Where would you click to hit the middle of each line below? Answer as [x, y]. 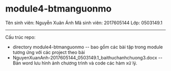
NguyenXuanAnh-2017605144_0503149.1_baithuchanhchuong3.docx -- [88, 57]
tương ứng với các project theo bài [49, 52]
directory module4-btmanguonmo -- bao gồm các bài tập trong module [88, 47]
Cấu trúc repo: [20, 37]
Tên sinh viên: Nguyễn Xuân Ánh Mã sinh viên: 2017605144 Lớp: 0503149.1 [84, 23]
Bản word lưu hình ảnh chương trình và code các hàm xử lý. [75, 63]
